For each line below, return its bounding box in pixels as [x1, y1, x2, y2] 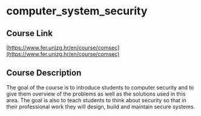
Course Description [6, 68, 82, 78]
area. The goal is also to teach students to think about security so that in [6, 96, 186, 103]
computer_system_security [6, 4, 148, 18]
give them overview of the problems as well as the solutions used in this [6, 90, 186, 97]
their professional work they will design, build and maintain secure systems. [6, 103, 196, 110]
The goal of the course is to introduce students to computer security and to [6, 84, 194, 91]
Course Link [6, 28, 53, 38]
